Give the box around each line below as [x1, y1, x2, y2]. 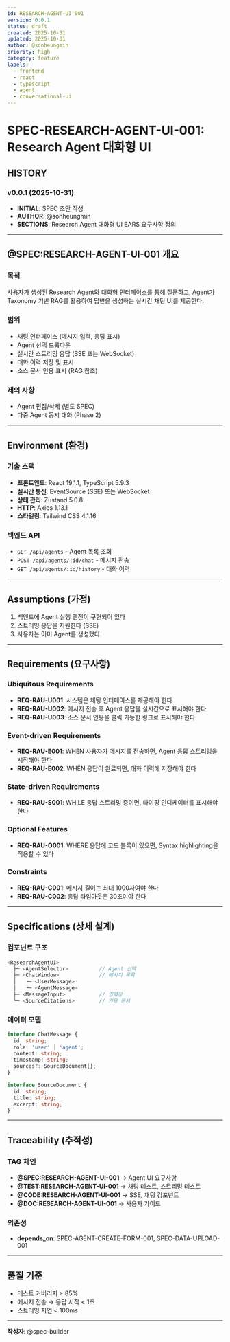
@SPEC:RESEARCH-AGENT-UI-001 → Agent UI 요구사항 [16, 1174, 177, 1182]
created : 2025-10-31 [7, 29, 66, 36]
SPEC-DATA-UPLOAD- [156, 1234, 220, 1242]
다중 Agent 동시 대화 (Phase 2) [16, 411, 101, 419]
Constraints [7, 867, 48, 877]
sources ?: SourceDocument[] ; [13, 1063, 97, 1070]
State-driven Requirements [7, 781, 100, 791]
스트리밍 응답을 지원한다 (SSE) [16, 621, 99, 629]
